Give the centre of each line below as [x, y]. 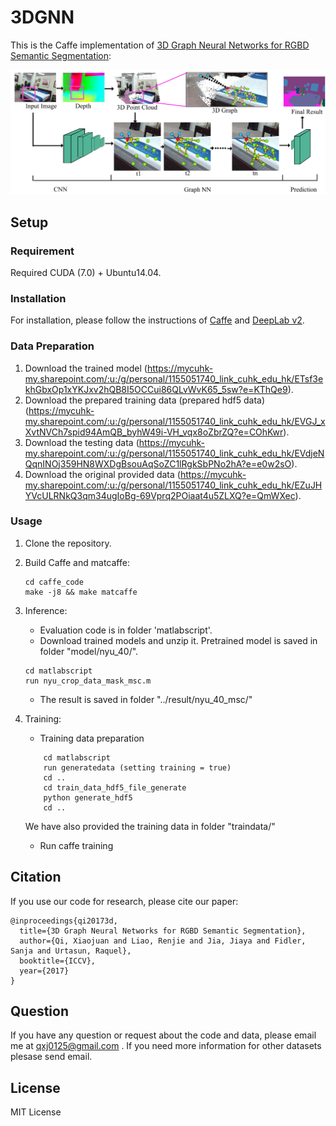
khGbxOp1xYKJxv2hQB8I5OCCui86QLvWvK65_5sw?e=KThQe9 [156, 389]
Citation [36, 877]
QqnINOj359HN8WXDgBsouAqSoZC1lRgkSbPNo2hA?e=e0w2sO [158, 463]
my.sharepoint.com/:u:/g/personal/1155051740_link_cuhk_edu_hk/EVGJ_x [175, 421]
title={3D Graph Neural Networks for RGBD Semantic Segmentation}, [163, 931]
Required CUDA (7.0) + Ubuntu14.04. [86, 272]
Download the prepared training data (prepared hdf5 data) [144, 400]
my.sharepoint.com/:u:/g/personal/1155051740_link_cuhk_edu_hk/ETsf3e [174, 378]
